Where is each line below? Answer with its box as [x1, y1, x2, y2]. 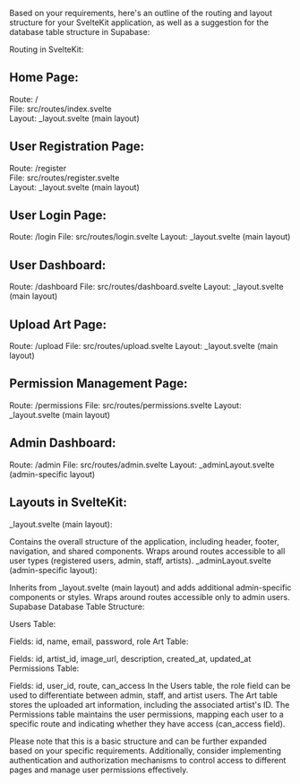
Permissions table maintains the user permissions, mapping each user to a [9, 709, 284, 719]
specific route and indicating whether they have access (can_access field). [9, 718, 286, 729]
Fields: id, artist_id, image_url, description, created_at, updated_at [9, 653, 252, 664]
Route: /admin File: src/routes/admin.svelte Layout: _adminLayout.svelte [9, 459, 275, 470]
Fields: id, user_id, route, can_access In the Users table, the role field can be [9, 680, 291, 691]
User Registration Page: [9, 139, 145, 154]
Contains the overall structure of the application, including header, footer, [9, 536, 279, 546]
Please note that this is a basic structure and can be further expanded [9, 736, 267, 746]
